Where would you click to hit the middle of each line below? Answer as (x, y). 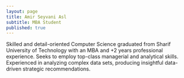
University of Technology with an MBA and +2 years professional (84, 51)
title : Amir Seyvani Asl (36, 17)
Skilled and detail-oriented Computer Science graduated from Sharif (88, 44)
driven (14, 69)
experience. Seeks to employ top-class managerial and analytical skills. (92, 56)
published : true (26, 28)
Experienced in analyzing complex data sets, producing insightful (85, 63)
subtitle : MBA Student (34, 22)
